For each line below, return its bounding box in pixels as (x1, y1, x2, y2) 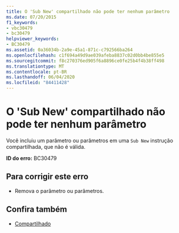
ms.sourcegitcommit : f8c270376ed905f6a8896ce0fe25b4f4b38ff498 (6, 58, 165, 64)
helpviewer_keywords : (6, 36, 59, 42)
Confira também (6, 204, 68, 215)
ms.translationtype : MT (6, 63, 65, 69)
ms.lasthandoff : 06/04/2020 (6, 74, 75, 80)
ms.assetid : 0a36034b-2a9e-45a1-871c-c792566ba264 (6, 47, 133, 53)
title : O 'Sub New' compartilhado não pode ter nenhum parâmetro (6, 8, 170, 15)
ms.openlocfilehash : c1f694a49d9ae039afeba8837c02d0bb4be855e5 (6, 52, 165, 58)
